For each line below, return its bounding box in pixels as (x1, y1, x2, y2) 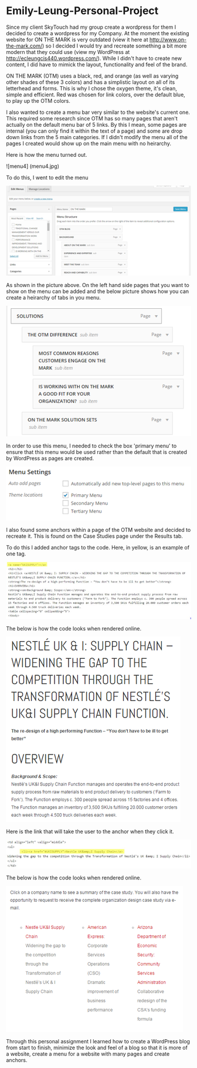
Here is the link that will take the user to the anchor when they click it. (6, 828, 174, 835)
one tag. (6, 550, 26, 557)
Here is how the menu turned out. (6, 151, 87, 158)
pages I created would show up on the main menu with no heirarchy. (6, 140, 172, 147)
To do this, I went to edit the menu (6, 174, 89, 181)
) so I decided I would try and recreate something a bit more (42, 42, 187, 49)
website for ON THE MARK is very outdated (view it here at (6, 36, 148, 43)
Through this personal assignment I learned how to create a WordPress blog (6, 1038, 191, 1045)
